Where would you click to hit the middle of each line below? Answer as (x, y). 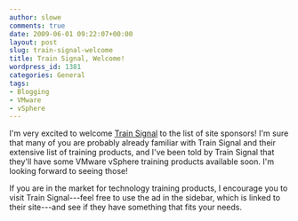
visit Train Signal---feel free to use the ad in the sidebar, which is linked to (145, 198)
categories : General (48, 75)
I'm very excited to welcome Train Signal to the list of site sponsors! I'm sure (149, 133)
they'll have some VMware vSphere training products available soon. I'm (141, 162)
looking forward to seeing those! (68, 171)
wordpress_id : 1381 (45, 67)
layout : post (33, 42)
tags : (19, 83)
